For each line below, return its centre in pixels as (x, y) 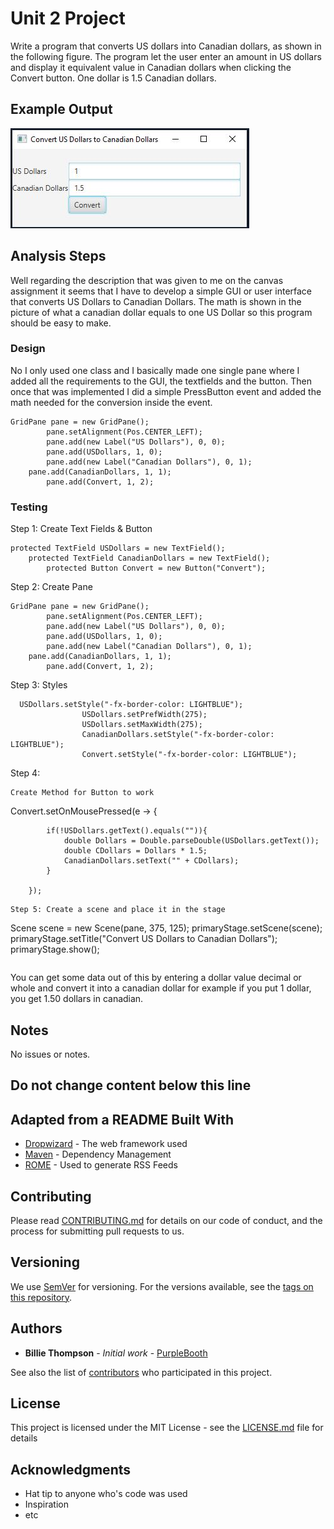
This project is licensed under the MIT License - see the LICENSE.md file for (167, 1428)
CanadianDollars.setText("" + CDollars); (151, 861)
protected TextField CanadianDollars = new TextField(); (149, 558)
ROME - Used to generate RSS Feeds (101, 1165)
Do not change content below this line (131, 1085)
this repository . (41, 1297)
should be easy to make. (61, 323)
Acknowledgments (71, 1469)
